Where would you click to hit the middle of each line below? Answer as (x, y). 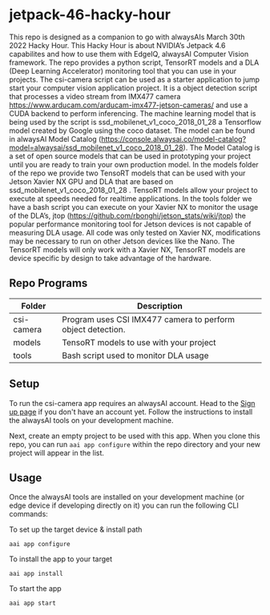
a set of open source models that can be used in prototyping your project (130, 156)
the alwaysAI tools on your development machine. (92, 420)
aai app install (36, 574)
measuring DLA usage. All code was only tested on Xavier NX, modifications (135, 232)
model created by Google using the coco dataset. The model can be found (132, 131)
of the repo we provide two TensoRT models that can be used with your (127, 173)
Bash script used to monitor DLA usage (135, 356)
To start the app (36, 589)
